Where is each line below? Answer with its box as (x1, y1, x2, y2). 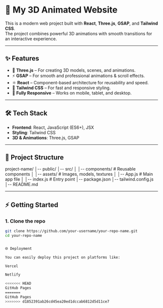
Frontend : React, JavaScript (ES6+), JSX (12, 124, 94, 130)
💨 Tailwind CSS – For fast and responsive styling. (12, 85, 111, 91)
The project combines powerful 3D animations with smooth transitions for (5, 31, 152, 36)
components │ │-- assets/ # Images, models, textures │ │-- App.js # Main (5, 171, 153, 177)
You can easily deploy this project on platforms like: (5, 255, 120, 260)
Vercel (5, 263, 18, 268)
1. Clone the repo (5, 217, 46, 224)
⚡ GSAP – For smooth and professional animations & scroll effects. (12, 73, 145, 78)
